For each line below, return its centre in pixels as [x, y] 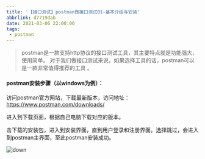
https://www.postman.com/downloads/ [56, 105]
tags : [13, 29]
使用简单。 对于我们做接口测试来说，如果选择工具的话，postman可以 [108, 60]
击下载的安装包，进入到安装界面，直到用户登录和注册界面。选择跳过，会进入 [103, 130]
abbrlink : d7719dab [31, 18]
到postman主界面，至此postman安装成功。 [60, 138]
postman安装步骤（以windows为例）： [55, 83]
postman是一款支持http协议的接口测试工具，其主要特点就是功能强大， [110, 53]
